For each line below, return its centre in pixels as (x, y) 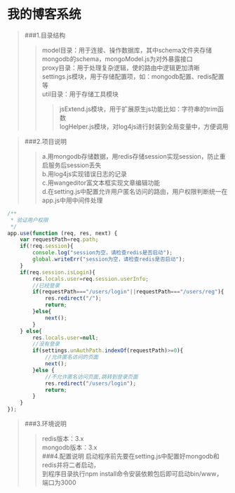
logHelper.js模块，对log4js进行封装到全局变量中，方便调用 (144, 126)
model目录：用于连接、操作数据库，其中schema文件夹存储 (127, 50)
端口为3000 (59, 482)
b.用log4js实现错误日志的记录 (85, 173)
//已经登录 (46, 285)
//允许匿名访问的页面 (72, 357)
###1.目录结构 (45, 35)
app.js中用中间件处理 (72, 200)
